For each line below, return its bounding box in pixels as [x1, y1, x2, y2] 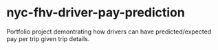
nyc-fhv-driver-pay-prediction [6, 5, 185, 21]
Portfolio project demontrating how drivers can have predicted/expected [6, 27, 212, 36]
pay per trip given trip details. [6, 34, 90, 42]
